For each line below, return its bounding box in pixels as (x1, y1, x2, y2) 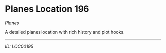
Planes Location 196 (5, 3, 89, 15)
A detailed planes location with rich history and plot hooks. (5, 29, 124, 35)
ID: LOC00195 (5, 43, 34, 49)
